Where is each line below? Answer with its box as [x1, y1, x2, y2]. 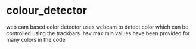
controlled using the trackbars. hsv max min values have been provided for [6, 29, 190, 36]
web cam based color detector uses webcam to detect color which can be [6, 23, 189, 30]
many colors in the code [6, 36, 66, 43]
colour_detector [6, 4, 88, 17]
